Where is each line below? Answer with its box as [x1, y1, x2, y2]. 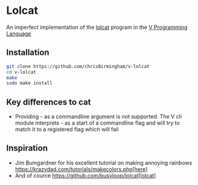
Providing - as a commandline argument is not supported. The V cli [14, 113, 182, 121]
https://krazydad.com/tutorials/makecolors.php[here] [14, 165, 148, 172]
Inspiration [6, 143, 48, 154]
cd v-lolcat [6, 69, 36, 75]
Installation [6, 48, 49, 58]
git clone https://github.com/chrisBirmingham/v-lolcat [6, 63, 150, 69]
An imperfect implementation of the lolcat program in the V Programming [6, 24, 188, 31]
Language [6, 30, 31, 37]
